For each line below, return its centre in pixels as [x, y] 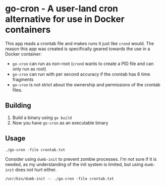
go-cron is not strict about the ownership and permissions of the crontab [86, 84]
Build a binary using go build [42, 118]
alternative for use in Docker [65, 19]
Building [18, 105]
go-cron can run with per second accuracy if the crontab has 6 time [81, 74]
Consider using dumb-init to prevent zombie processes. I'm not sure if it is [81, 159]
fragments [23, 79]
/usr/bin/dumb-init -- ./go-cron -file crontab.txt [59, 179]
